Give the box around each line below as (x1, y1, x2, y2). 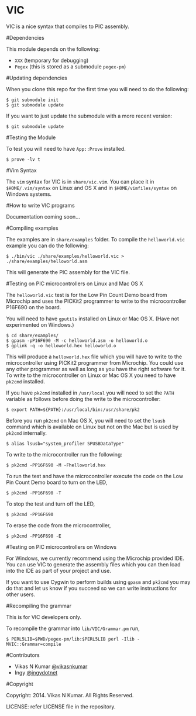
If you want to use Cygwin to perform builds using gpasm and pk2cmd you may (6, 578, 191, 585)
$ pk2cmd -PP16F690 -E (6, 533, 61, 539)
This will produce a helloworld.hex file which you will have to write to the (6, 353, 183, 360)
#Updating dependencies (6, 74, 67, 81)
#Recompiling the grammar (6, 602, 72, 609)
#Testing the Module (6, 134, 56, 141)
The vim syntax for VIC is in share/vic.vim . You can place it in (6, 178, 154, 185)
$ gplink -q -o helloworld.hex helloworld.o (6, 343, 116, 348)
